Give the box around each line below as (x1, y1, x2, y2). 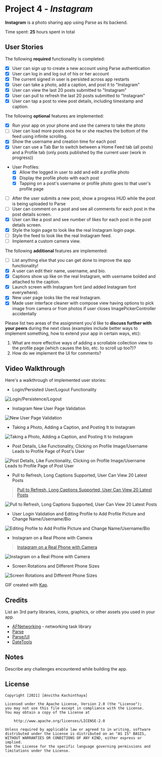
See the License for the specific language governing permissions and (5, 744, 151, 749)
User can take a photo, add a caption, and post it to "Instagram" (12, 82, 140, 87)
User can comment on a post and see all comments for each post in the (12, 206, 155, 212)
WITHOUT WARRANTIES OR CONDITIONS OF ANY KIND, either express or (5, 735, 142, 740)
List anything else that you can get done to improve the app (12, 258, 131, 263)
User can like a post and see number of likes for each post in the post (12, 216, 151, 222)
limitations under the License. (5, 748, 70, 753)
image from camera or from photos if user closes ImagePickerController (12, 306, 156, 311)
